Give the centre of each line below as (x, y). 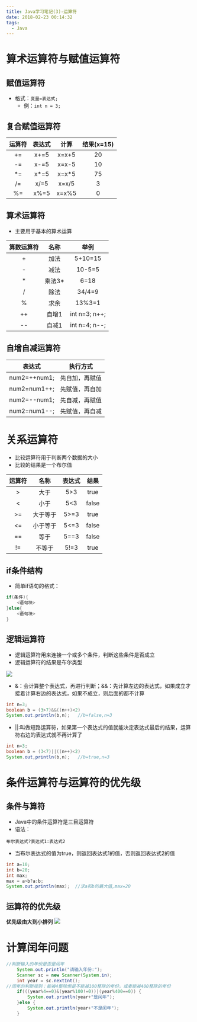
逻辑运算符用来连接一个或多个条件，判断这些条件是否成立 (85, 655)
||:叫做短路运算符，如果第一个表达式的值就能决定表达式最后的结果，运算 (103, 728)
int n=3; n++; (88, 313)
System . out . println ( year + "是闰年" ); (71, 997)
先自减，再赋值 (81, 400)
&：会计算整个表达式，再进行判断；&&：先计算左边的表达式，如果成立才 (103, 685)
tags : (13, 23)
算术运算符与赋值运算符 (63, 59)
